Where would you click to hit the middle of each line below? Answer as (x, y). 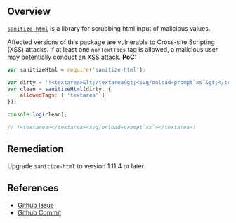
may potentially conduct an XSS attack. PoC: (72, 57)
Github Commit (39, 212)
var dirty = (25, 82)
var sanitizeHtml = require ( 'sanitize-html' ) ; (77, 69)
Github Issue (36, 205)
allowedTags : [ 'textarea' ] (63, 95)
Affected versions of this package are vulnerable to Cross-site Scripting (111, 42)
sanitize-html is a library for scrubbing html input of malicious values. (109, 28)
